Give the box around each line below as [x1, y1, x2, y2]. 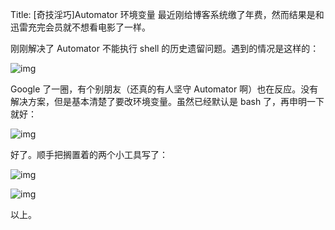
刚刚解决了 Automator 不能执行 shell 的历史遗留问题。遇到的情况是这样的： [10, 43, 320, 54]
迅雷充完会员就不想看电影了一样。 [10, 21, 151, 33]
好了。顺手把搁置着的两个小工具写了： [10, 149, 168, 160]
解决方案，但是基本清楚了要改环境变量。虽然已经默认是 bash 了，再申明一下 [10, 96, 325, 107]
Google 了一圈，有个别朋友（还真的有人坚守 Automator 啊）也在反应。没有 [10, 83, 319, 95]
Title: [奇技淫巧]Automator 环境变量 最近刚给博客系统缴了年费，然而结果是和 [10, 9, 325, 20]
